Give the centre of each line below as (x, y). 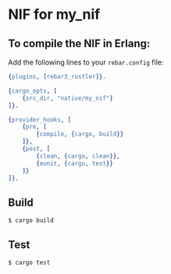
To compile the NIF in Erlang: (79, 44)
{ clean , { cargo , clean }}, (78, 156)
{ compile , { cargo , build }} (80, 134)
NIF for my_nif (54, 15)
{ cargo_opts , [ (33, 91)
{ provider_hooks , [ (40, 119)
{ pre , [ (34, 127)
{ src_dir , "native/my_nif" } (68, 98)
